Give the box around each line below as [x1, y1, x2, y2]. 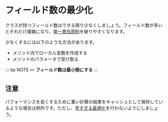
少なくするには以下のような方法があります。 [5, 39, 97, 45]
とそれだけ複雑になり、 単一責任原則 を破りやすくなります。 [5, 28, 128, 34]
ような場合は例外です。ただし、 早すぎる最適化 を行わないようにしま [9, 105, 150, 111]
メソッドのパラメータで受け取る [12, 56, 79, 62]
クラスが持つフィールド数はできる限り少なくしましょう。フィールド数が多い [5, 22, 163, 28]
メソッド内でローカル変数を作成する [12, 50, 88, 56]
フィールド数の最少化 [5, 5, 93, 16]
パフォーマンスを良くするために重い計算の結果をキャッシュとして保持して [5, 98, 159, 104]
